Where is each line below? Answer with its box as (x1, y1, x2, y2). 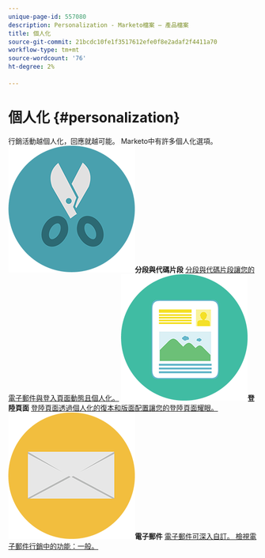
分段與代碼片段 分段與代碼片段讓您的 (134, 265, 255, 274)
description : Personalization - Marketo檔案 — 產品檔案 (8, 21, 189, 29)
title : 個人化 (8, 29, 51, 37)
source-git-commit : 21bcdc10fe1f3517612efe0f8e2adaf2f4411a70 (8, 38, 218, 46)
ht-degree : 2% (8, 63, 55, 71)
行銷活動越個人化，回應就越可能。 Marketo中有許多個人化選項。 (8, 136, 218, 145)
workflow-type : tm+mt (8, 46, 80, 55)
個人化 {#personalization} (8, 108, 180, 126)
